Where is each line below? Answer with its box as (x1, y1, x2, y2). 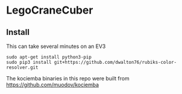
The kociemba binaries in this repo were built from (6, 75, 130, 82)
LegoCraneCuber (6, 4, 93, 17)
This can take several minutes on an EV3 (6, 43, 106, 50)
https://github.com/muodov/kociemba (6, 81, 99, 88)
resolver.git (6, 64, 39, 70)
